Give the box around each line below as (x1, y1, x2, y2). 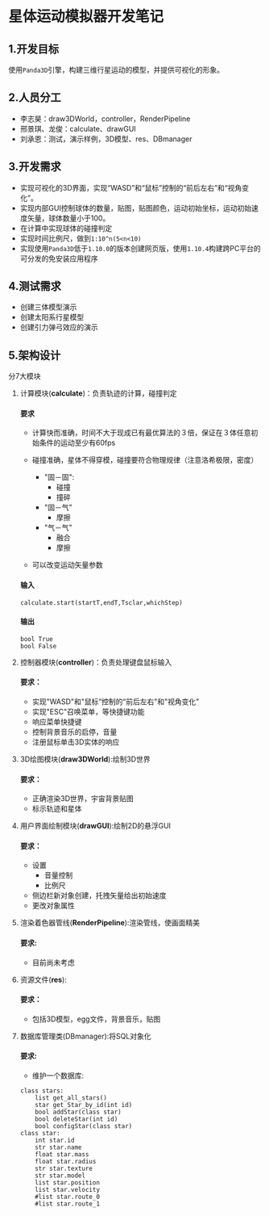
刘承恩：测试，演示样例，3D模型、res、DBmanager (19, 134, 192, 144)
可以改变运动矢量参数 (31, 560, 103, 570)
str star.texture (35, 1164, 93, 1173)
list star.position (35, 1179, 101, 1187)
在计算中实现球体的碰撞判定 (19, 223, 113, 233)
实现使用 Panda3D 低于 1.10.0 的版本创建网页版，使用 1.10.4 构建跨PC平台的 (19, 243, 261, 253)
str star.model (35, 1172, 86, 1180)
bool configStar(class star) (35, 1122, 133, 1130)
